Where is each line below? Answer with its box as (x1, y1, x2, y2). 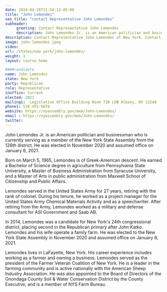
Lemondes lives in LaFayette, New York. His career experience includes (5, 249, 152, 255)
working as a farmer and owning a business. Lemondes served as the (5, 255, 148, 261)
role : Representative (5, 86, 50, 91)
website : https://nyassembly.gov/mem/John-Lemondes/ (5, 109, 117, 114)
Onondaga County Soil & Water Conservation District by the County (5, 276, 144, 282)
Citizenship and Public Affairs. (5, 178, 67, 184)
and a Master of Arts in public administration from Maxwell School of (5, 173, 146, 179)
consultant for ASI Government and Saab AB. (5, 209, 97, 215)
